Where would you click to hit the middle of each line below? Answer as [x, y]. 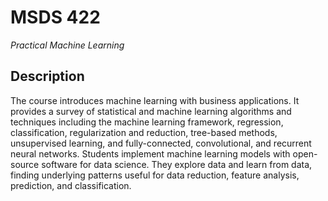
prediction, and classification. [71, 185]
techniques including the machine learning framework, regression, [147, 122]
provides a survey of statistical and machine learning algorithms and [151, 111]
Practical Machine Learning [67, 45]
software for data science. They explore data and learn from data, [177, 164]
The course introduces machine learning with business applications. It [155, 100]
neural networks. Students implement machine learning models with [150, 153]
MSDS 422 [55, 17]
